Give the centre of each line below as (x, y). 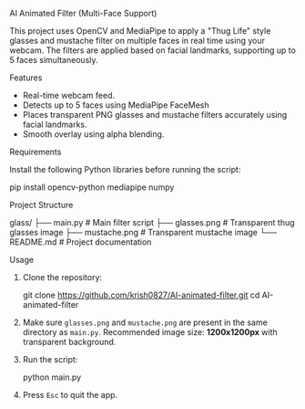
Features (26, 78)
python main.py (52, 377)
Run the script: (50, 359)
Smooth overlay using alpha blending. (93, 134)
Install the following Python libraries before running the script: (125, 169)
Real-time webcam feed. (69, 95)
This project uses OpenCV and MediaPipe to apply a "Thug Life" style (140, 31)
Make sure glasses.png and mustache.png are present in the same (145, 322)
